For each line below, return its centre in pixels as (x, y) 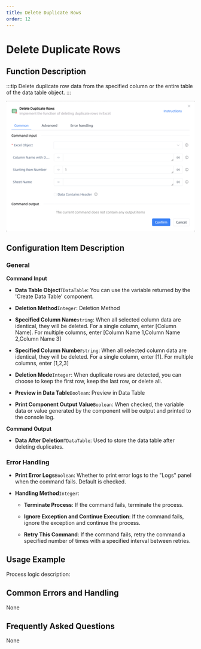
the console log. (35, 417)
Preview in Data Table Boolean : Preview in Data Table (80, 392)
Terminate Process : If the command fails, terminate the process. (104, 504)
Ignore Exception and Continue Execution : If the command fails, (104, 516)
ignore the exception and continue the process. (82, 522)
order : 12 (19, 19)
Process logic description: (38, 574)
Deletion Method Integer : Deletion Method (67, 308)
